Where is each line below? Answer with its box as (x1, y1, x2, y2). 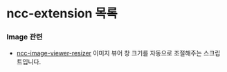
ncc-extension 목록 (6, 6, 118, 21)
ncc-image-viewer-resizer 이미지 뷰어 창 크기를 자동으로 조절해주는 (16, 49, 202, 57)
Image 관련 (6, 32, 43, 42)
